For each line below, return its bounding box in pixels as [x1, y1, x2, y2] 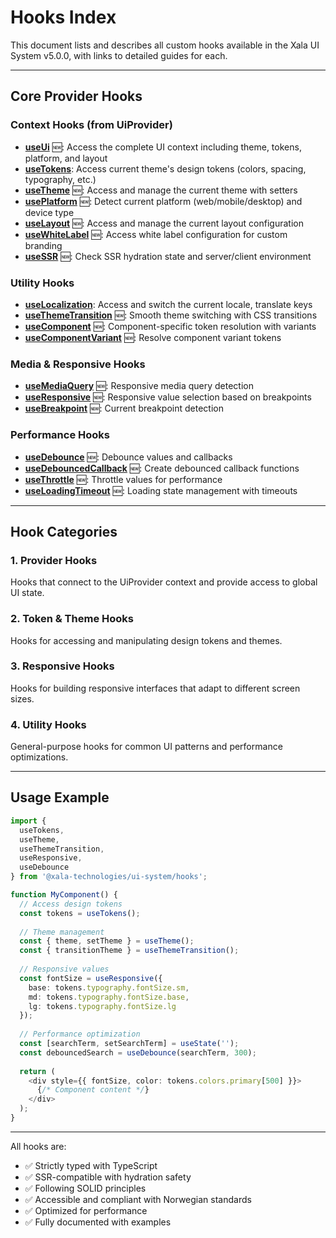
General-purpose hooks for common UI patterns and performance [10, 741, 283, 753]
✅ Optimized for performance [24, 1204, 148, 1216]
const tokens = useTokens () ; [19, 908, 141, 918]
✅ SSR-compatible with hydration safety [24, 1171, 192, 1183]
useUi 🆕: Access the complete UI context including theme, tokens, [24, 141, 302, 153]
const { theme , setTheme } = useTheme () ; [19, 936, 195, 946]
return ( [19, 1066, 56, 1076]
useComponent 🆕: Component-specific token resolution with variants [24, 320, 317, 332]
